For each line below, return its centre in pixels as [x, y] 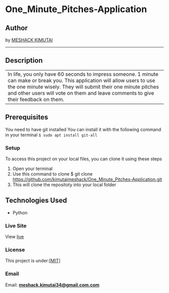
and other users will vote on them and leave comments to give [81, 93]
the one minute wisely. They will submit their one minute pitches [83, 87]
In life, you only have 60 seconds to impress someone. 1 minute [83, 74]
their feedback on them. [36, 99]
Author [16, 28]
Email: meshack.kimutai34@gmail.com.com [52, 285]
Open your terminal [32, 168]
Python [20, 212]
